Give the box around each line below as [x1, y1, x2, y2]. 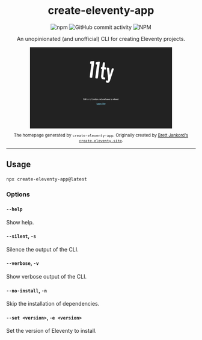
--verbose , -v [6, 259, 39, 267]
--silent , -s [6, 232, 37, 240]
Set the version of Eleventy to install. [6, 327, 97, 335]
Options [6, 190, 30, 199]
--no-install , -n [6, 286, 47, 294]
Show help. [6, 218, 34, 226]
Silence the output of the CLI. [6, 246, 79, 253]
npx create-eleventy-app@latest [6, 176, 87, 182]
